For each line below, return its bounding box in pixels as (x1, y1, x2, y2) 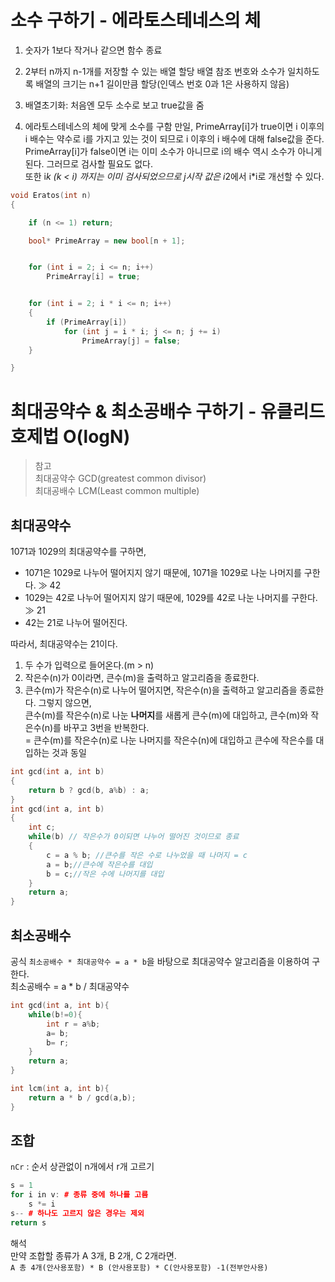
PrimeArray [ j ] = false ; (81, 336, 182, 346)
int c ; (28, 822, 56, 833)
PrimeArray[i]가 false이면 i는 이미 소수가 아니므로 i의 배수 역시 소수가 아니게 (24, 145, 323, 157)
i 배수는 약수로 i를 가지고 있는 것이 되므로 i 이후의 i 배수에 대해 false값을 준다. (24, 132, 325, 145)
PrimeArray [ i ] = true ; (46, 272, 141, 282)
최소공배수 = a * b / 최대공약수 (10, 981, 130, 992)
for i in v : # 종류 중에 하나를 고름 (10, 1190, 149, 1200)
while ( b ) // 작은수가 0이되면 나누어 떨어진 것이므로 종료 (28, 832, 240, 842)
